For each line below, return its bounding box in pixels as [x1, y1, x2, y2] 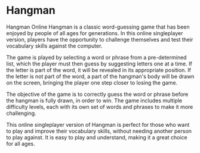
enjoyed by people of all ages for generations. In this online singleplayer [6, 29, 183, 36]
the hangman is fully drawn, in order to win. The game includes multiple [6, 96, 183, 104]
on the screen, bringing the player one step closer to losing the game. [6, 79, 178, 86]
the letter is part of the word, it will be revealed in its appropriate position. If [6, 66, 192, 73]
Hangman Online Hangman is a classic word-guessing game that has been [6, 23, 190, 30]
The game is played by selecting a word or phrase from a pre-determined [6, 54, 187, 61]
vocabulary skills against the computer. [6, 42, 103, 49]
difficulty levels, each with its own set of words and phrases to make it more [6, 103, 193, 110]
